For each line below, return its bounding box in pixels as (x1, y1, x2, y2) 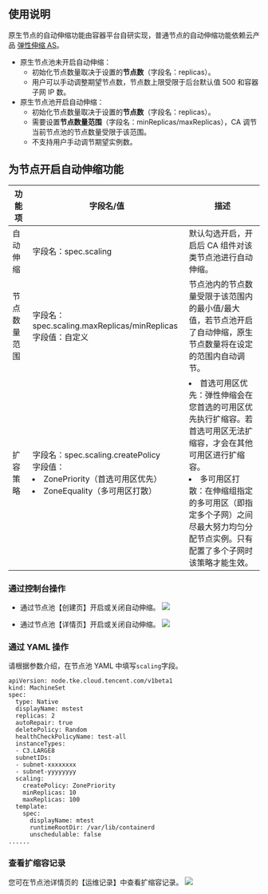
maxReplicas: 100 (22, 796, 81, 804)
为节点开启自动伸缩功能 (8, 163, 124, 176)
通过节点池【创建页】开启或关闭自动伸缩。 (19, 602, 160, 612)
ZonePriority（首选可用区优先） (43, 473, 162, 485)
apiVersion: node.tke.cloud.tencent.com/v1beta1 (8, 677, 173, 685)
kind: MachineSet (8, 684, 66, 692)
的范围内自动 (188, 350, 238, 362)
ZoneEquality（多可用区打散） (43, 485, 157, 496)
